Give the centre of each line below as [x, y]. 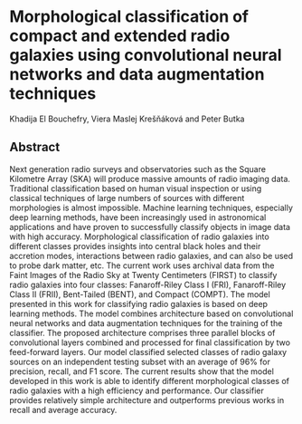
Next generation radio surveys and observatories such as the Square [138, 169]
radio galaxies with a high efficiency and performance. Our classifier [137, 390]
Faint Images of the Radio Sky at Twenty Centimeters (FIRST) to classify [143, 275]
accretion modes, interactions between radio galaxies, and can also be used [151, 255]
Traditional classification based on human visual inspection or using [136, 188]
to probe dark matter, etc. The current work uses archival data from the [142, 265]
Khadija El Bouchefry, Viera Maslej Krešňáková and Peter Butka [127, 119]
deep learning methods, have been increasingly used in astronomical [138, 217]
